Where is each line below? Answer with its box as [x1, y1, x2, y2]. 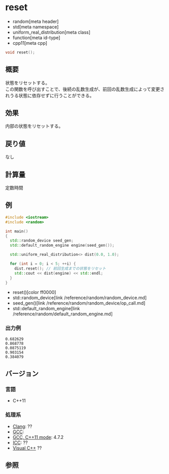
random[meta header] [12, 18, 59, 24]
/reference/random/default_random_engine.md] [12, 311, 113, 317]
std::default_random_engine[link [12, 306, 80, 312]
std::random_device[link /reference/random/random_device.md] [12, 294, 147, 301]
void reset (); [5, 50, 36, 55]
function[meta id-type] [12, 35, 60, 41]
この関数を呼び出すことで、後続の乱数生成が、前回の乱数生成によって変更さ [5, 86, 165, 92]
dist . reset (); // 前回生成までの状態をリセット [14, 266, 106, 271]
